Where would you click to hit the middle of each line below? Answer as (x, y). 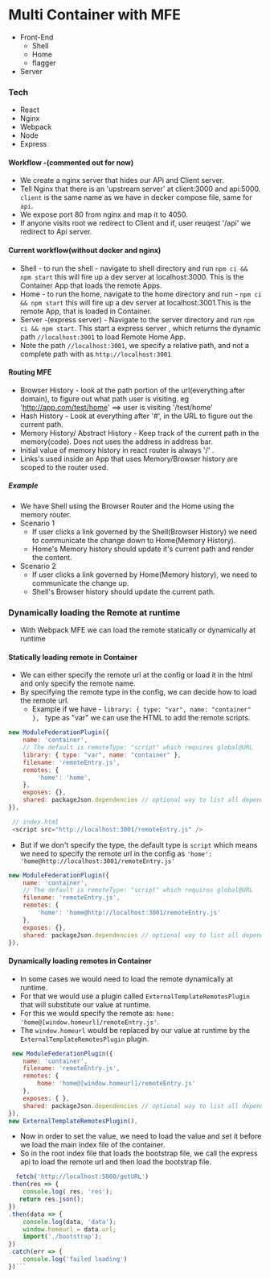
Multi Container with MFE (94, 15)
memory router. (45, 514)
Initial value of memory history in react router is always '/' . (117, 450)
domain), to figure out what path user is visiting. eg (104, 398)
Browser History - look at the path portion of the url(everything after (132, 390)
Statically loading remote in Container (73, 657)
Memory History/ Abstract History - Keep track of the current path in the (139, 433)
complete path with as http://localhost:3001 (95, 354)
